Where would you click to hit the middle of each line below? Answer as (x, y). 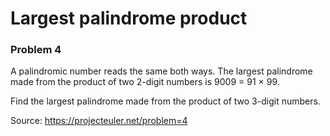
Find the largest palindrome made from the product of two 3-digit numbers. (165, 101)
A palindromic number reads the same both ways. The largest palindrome (161, 71)
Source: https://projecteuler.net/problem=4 (99, 121)
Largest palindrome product (129, 18)
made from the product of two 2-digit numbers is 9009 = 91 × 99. (145, 82)
